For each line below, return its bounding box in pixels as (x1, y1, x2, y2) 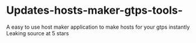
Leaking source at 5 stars (6, 29, 69, 36)
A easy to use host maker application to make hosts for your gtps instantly (6, 23, 191, 30)
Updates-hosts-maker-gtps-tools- (6, 4, 183, 17)
